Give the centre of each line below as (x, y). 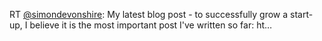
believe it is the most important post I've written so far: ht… (151, 25)
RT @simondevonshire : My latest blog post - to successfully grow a (149, 14)
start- (302, 14)
